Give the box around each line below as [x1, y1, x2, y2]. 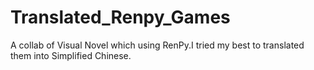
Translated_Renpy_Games [10, 6, 231, 29]
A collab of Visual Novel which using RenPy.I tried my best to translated [10, 39, 305, 51]
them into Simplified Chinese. [10, 49, 132, 61]
